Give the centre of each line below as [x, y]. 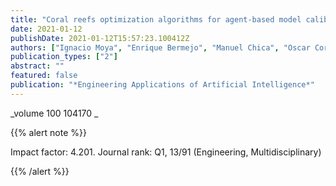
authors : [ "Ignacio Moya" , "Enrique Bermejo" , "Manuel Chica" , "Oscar [160, 47]
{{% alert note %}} [48, 132]
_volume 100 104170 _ [54, 113]
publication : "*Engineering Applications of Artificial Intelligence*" [162, 85]
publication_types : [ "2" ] [64, 57]
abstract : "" [37, 66]
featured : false [44, 76]
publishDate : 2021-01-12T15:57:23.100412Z [100, 38]
